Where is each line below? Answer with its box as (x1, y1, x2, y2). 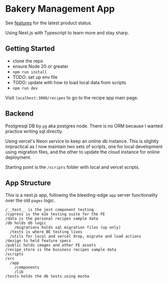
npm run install (12, 69, 47, 75)
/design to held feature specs (5, 238, 71, 243)
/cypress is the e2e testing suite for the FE (5, 211, 105, 217)
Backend (5, 110, 34, 118)
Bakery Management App (5, 3, 115, 15)
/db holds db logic (5, 221, 47, 226)
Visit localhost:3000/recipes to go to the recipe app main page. (5, 94, 139, 100)
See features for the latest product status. (5, 20, 93, 26)
